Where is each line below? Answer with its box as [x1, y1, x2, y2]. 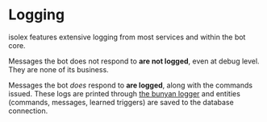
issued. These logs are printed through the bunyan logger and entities [8, 88, 240, 98]
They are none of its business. [8, 64, 109, 74]
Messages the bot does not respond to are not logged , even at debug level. [8, 56, 260, 66]
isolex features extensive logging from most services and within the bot [8, 32, 246, 42]
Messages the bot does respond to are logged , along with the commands [8, 80, 252, 90]
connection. [8, 106, 48, 116]
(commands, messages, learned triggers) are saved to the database [8, 97, 234, 107]
